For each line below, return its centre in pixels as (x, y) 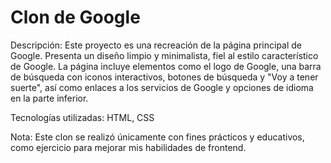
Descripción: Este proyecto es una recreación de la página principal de (156, 45)
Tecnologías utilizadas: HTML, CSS (82, 117)
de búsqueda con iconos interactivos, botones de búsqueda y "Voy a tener (164, 77)
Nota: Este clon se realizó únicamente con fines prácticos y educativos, (157, 137)
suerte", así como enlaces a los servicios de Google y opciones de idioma (162, 87)
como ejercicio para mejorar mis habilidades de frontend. (128, 147)
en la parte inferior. (49, 98)
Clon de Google (75, 17)
